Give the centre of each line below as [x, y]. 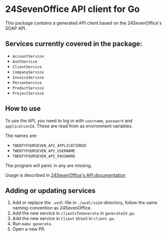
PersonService [27, 83]
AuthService [25, 61]
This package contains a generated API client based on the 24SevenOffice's [83, 23]
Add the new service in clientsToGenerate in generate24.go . [74, 213]
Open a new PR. [29, 229]
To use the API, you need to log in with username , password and [69, 120]
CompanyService [28, 72]
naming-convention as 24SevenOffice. [52, 208]
